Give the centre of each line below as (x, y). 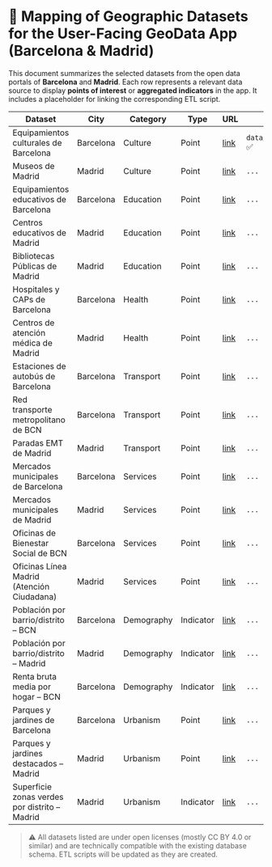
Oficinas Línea (40, 566)
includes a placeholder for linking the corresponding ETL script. (115, 99)
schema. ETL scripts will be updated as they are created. (123, 854)
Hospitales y (36, 289)
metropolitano (39, 420)
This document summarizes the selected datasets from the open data (124, 73)
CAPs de (29, 299)
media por (32, 687)
